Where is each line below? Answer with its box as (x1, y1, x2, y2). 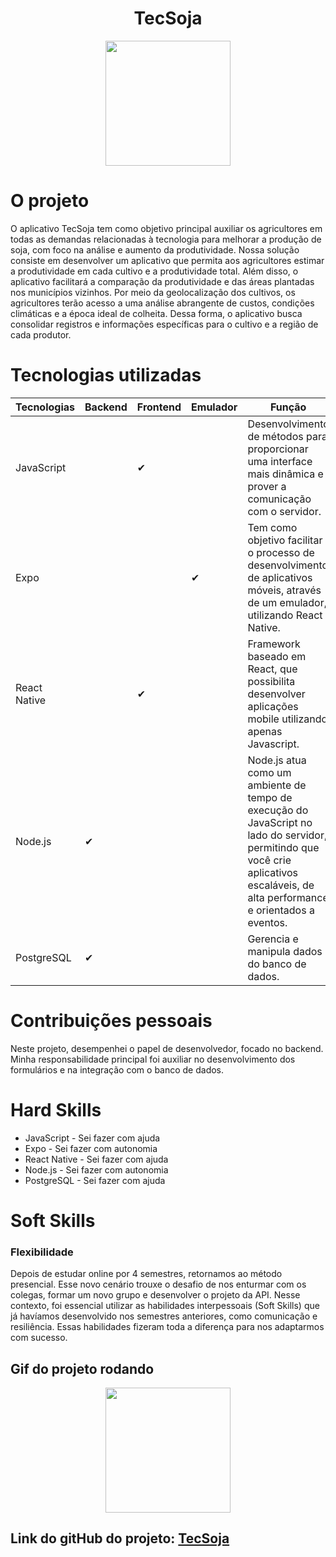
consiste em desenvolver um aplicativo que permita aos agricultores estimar (10, 254, 325, 266)
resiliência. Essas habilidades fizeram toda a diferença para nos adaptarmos (10, 1321, 325, 1333)
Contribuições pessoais (10, 1010, 213, 1032)
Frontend (136, 400, 182, 414)
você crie (247, 853, 292, 867)
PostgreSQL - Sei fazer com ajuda (24, 1174, 166, 1186)
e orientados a (247, 903, 315, 917)
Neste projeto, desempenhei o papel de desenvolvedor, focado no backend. (10, 1042, 324, 1054)
